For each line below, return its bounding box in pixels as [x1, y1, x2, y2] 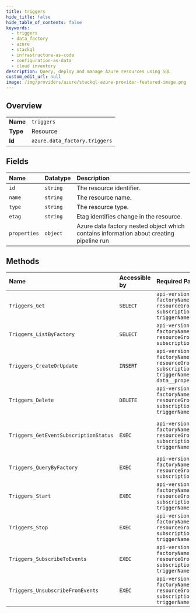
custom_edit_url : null [6, 74, 61, 80]
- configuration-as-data [11, 57, 72, 63]
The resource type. [76, 203, 129, 211]
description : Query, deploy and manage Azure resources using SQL [6, 69, 171, 74]
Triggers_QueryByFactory [9, 464, 78, 471]
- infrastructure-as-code [11, 52, 75, 58]
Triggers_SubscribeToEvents [9, 556, 87, 563]
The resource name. [76, 193, 132, 201]
